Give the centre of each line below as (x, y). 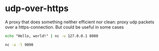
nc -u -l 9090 (19, 45)
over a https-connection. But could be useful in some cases (65, 27)
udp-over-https (37, 8)
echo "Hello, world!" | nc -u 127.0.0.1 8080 (51, 36)
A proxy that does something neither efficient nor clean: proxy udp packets (80, 22)
